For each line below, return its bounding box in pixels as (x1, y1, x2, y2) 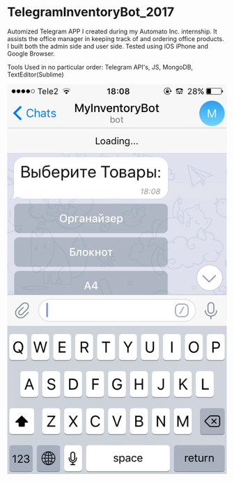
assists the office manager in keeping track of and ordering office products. (7, 34, 224, 42)
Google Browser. (7, 49, 56, 58)
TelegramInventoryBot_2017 (7, 4, 175, 20)
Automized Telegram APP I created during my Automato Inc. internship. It (7, 27, 217, 36)
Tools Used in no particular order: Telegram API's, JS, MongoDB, (7, 63, 194, 71)
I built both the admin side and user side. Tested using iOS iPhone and (7, 42, 209, 50)
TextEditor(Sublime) (7, 70, 64, 79)
